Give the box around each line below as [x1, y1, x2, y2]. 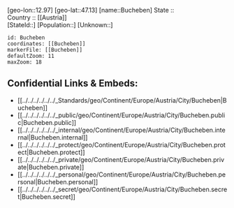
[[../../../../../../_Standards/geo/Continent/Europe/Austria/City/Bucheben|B [17, 96, 227, 104]
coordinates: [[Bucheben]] [7, 40, 86, 47]
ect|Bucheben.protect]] [17, 148, 85, 156]
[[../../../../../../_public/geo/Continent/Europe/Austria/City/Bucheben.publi [17, 111, 226, 119]
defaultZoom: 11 [7, 52, 54, 59]
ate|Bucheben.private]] [17, 163, 85, 171]
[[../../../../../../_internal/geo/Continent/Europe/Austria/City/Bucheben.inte [17, 126, 226, 134]
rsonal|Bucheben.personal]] [17, 177, 98, 186]
